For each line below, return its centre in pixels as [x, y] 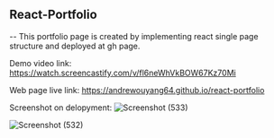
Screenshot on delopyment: [61, 108]
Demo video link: [41, 63]
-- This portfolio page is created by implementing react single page [134, 36]
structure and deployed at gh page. [75, 46]
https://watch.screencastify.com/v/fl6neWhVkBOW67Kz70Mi [123, 73]
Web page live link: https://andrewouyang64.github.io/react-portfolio [137, 90]
